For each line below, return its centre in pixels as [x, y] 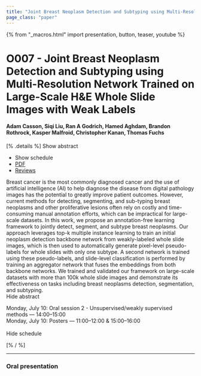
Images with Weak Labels [71, 109]
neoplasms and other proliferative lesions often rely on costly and [87, 207]
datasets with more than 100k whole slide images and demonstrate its [92, 277]
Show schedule [34, 157]
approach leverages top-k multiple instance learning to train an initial [91, 233]
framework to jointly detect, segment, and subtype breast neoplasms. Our [97, 226]
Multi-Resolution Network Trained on [100, 84]
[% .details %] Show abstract [42, 146]
